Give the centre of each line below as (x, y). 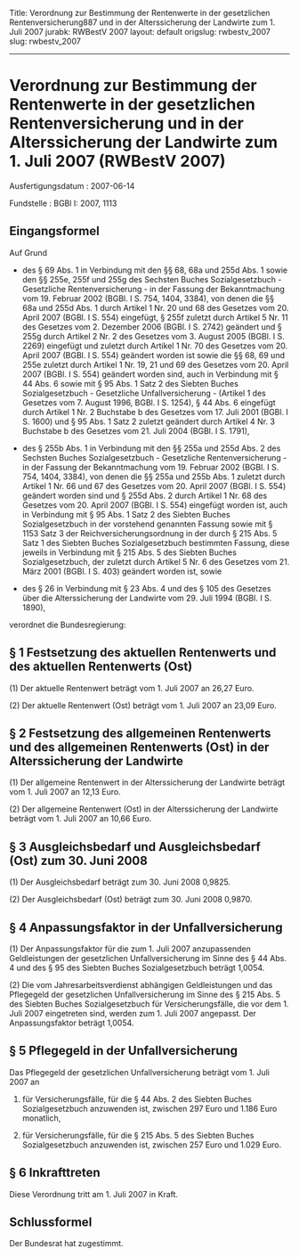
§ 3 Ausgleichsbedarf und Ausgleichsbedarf (135, 847)
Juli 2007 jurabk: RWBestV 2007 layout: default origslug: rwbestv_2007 (140, 32)
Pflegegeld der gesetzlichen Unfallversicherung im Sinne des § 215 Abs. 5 (145, 994)
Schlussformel (51, 1223)
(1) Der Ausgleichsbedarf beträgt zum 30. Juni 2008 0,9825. (120, 882)
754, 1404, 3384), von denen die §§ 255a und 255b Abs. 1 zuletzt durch (154, 477)
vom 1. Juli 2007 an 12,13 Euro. (65, 792)
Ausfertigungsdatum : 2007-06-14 (72, 185)
